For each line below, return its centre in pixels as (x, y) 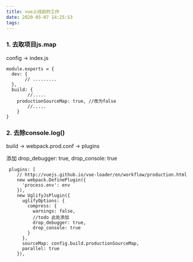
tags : (13, 23)
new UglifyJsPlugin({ (43, 195)
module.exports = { (30, 69)
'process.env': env (46, 185)
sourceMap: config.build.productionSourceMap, (80, 243)
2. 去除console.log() (36, 132)
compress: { (42, 206)
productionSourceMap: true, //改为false (67, 101)
